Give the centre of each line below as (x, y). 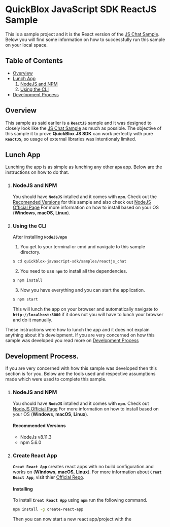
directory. (30, 252)
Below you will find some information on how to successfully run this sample (85, 40)
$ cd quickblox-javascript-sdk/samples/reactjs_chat (70, 261)
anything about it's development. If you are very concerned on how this (80, 335)
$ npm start (25, 299)
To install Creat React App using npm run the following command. (80, 500)
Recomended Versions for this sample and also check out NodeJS (82, 202)
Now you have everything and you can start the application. (83, 290)
